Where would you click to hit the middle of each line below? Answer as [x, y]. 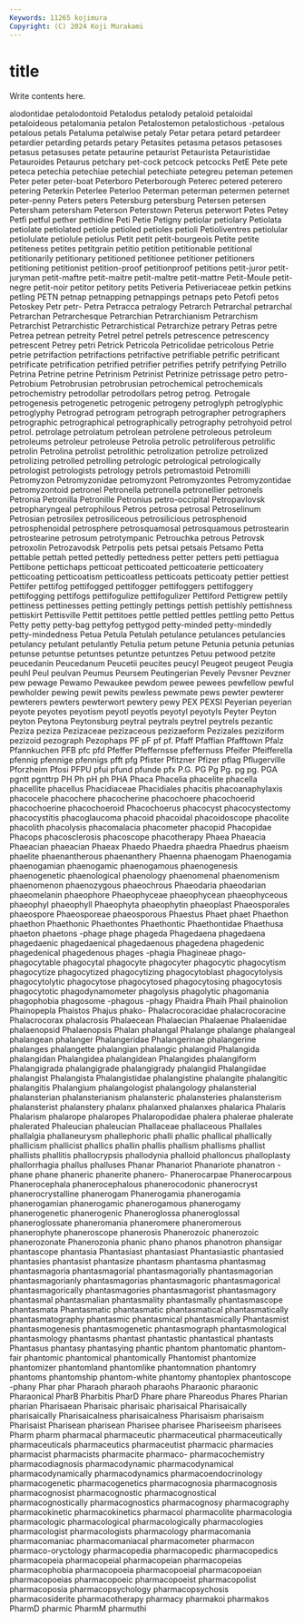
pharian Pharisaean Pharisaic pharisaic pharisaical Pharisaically [128, 1406]
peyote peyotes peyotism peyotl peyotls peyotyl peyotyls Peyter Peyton [143, 712]
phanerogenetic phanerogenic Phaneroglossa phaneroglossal [125, 1214]
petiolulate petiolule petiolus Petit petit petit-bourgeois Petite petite [135, 239]
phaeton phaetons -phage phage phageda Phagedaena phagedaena [137, 934]
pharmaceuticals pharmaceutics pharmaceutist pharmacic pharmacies [142, 1445]
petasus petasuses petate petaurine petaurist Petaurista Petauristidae [140, 152]
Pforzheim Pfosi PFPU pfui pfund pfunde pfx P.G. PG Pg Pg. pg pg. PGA [144, 770]
